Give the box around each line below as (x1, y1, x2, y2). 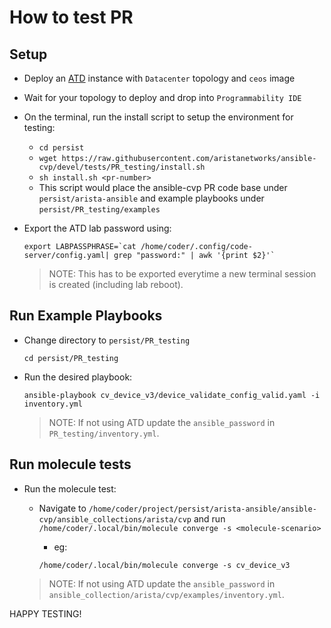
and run (193, 512, 226, 525)
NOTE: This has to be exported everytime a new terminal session (48, 268, 317, 280)
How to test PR (9, 6, 134, 29)
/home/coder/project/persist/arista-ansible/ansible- (88, 504, 317, 514)
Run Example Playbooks (9, 307, 163, 325)
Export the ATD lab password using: (23, 222, 172, 234)
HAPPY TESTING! (9, 607, 82, 620)
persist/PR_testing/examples (38, 205, 161, 215)
